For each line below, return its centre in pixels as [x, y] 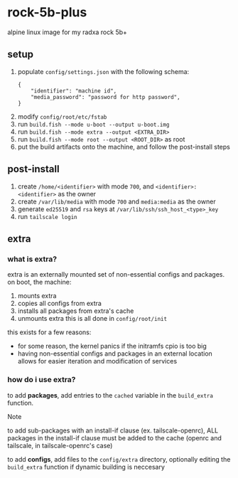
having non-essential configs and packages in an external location [115, 354]
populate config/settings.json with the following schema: [103, 71]
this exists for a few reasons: [49, 332]
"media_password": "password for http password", [106, 97]
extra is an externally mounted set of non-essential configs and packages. [116, 275]
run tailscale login [47, 216]
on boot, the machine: [39, 282]
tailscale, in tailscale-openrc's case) [60, 445]
